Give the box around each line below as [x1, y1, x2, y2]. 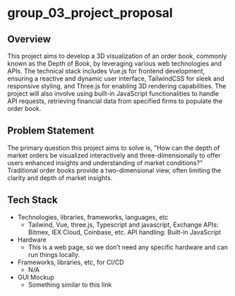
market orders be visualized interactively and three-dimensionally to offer [7, 150, 221, 160]
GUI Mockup [17, 273, 54, 281]
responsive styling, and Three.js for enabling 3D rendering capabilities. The [7, 82, 227, 90]
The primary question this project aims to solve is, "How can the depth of [7, 143, 220, 152]
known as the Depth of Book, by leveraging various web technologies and [7, 59, 222, 68]
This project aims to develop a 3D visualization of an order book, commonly [7, 52, 227, 60]
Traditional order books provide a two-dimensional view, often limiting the [7, 166, 222, 174]
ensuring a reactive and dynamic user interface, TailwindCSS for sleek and [7, 74, 224, 83]
